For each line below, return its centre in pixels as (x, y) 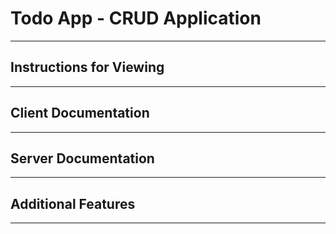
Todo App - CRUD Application (136, 18)
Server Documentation (82, 158)
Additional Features (73, 203)
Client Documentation (80, 113)
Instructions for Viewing (87, 67)
